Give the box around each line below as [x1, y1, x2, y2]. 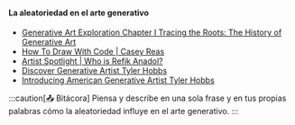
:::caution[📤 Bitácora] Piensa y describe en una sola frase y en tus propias [8, 93, 287, 103]
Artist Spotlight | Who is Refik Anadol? [21, 56, 163, 67]
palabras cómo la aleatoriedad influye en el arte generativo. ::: [8, 106, 239, 117]
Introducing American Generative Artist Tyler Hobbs [21, 75, 216, 85]
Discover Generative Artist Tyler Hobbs [21, 66, 168, 76]
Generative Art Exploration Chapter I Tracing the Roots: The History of [21, 27, 282, 38]
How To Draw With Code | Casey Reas [21, 46, 165, 58]
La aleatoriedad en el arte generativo [8, 7, 150, 18]
